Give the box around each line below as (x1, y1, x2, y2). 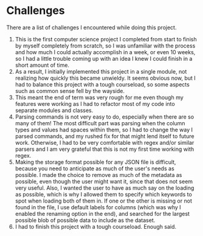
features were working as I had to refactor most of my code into (15, 100, 175, 107)
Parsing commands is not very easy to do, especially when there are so (15, 113, 194, 120)
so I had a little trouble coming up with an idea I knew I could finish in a (15, 55, 193, 62)
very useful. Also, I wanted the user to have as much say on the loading (15, 184, 194, 192)
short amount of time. (15, 61, 70, 69)
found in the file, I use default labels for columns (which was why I (15, 203, 181, 210)
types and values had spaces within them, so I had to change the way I (15, 126, 193, 133)
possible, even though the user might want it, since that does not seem (15, 178, 193, 185)
